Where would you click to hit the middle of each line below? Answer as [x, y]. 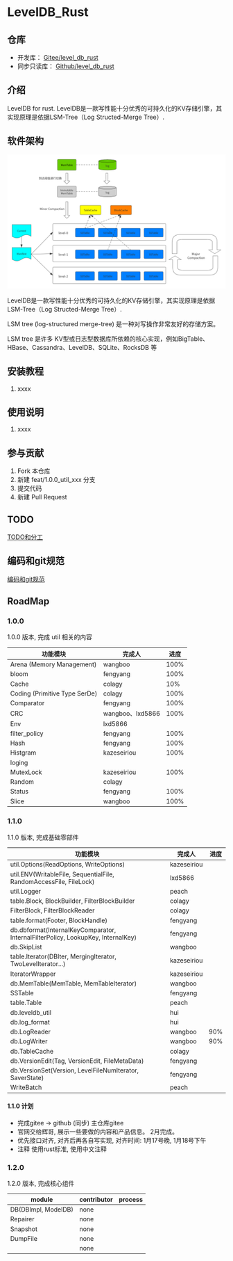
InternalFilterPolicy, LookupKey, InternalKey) [74, 937]
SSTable [22, 993]
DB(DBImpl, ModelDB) [42, 1210]
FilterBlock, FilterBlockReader [52, 910]
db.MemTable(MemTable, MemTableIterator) [74, 983]
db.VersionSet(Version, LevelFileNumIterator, [75, 1070]
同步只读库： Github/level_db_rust [66, 66]
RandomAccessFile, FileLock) [52, 881]
